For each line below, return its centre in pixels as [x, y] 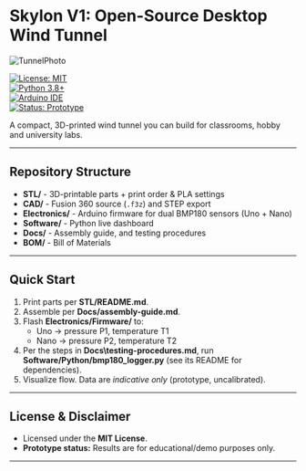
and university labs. [46, 134]
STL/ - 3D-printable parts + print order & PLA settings [123, 194]
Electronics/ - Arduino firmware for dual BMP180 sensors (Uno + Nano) [158, 213]
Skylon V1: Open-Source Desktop [139, 16]
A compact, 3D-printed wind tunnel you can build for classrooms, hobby [145, 125]
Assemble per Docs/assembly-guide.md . [101, 311]
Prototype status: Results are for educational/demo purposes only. [149, 448]
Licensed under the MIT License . [85, 438]
